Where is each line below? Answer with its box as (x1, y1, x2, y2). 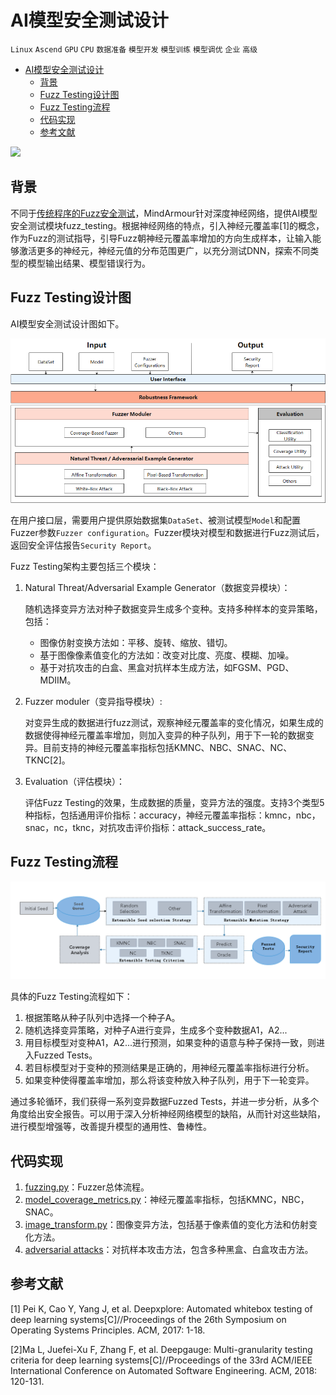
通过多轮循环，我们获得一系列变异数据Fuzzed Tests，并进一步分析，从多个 (10, 1096, 320, 1108)
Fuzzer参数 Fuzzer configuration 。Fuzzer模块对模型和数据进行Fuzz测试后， (10, 526, 325, 538)
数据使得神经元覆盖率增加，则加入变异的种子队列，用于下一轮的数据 (24, 729, 306, 741)
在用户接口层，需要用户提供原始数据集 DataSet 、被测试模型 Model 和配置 (10, 514, 301, 526)
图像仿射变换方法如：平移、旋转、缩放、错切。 (39, 636, 233, 648)
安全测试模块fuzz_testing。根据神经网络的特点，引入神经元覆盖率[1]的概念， (10, 219, 325, 231)
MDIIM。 (39, 674, 77, 686)
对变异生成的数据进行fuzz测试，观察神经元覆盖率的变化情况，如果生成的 (24, 716, 324, 728)
